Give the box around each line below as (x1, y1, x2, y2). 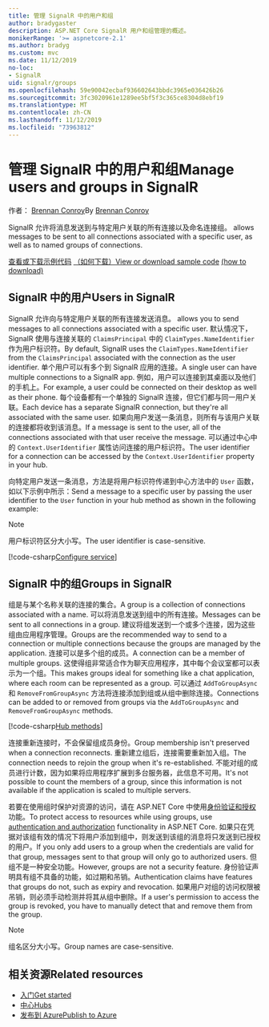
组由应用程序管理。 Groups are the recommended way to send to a (8, 630, 227, 639)
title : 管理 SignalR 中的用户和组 (8, 11, 114, 20)
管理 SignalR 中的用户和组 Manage (8, 160, 235, 179)
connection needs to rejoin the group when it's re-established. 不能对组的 (8, 758, 251, 767)
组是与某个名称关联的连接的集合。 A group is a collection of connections (8, 600, 246, 610)
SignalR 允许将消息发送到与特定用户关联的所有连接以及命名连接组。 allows (8, 222, 255, 232)
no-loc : (8, 64, 34, 72)
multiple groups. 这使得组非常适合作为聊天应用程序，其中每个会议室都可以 (8, 658, 254, 668)
